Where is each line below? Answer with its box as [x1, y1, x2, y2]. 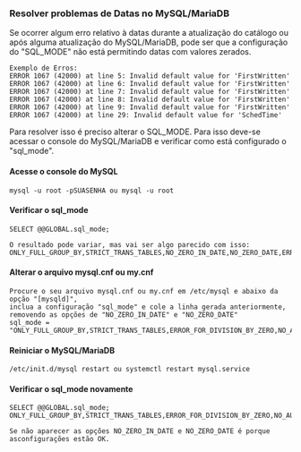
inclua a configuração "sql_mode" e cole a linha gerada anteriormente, [9, 303, 287, 311]
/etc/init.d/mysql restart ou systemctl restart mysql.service [9, 365, 251, 374]
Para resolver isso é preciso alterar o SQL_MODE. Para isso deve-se [9, 126, 262, 137]
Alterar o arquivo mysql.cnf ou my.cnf [9, 267, 154, 277]
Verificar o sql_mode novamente [9, 383, 133, 394]
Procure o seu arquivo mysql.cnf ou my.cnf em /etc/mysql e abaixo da [9, 286, 279, 295]
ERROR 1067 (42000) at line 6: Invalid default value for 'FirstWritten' [9, 80, 291, 89]
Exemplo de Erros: [9, 64, 78, 73]
